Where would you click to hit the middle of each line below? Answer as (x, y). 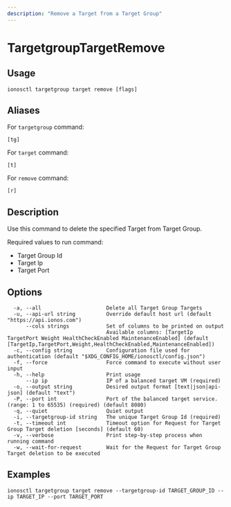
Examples (29, 475)
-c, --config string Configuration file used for (102, 350)
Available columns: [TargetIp (150, 332)
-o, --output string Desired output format (92, 387)
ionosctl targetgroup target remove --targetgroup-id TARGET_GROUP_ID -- (116, 490)
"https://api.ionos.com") (44, 320)
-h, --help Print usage (77, 375)
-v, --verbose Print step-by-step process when (108, 436)
